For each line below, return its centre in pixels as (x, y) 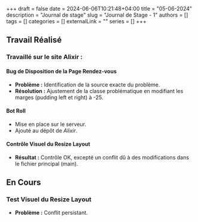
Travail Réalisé (34, 40)
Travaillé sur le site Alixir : (44, 57)
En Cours (24, 182)
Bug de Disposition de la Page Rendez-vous (62, 71)
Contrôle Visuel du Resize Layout (48, 144)
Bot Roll (16, 111)
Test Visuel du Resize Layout (49, 199)
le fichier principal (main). (46, 164)
